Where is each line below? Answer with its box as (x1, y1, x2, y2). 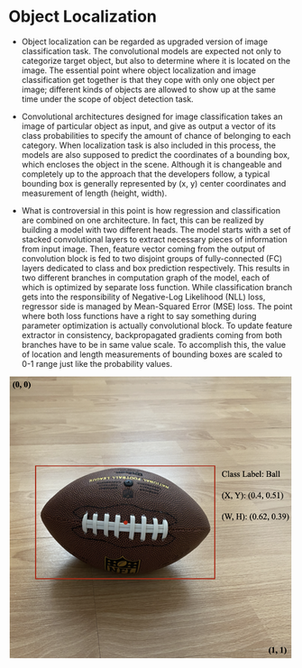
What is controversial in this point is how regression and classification (21, 205, 281, 215)
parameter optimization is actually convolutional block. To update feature (21, 320, 293, 331)
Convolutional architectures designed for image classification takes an (21, 111, 283, 122)
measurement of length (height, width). (21, 188, 168, 198)
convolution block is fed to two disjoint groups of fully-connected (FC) (21, 252, 283, 263)
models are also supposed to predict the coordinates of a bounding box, (21, 149, 290, 160)
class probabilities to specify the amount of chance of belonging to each (21, 130, 291, 141)
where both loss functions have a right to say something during (21, 310, 257, 321)
